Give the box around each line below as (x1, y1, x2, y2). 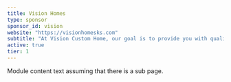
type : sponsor (7, 16, 48, 23)
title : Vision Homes (7, 10, 67, 17)
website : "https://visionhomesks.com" (7, 29, 118, 36)
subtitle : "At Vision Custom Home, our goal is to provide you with (7, 36, 208, 42)
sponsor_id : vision (7, 23, 63, 29)
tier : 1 (7, 49, 30, 55)
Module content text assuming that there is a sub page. (7, 66, 164, 75)
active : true (7, 42, 45, 49)
